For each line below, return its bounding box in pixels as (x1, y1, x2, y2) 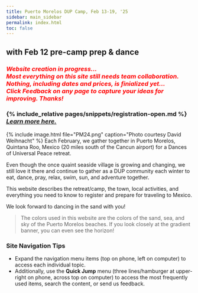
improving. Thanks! (6, 94, 64, 102)
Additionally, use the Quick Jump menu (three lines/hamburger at (14, 268, 175, 275)
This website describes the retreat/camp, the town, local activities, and (6, 185, 179, 192)
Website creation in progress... (6, 64, 98, 73)
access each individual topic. (14, 261, 86, 269)
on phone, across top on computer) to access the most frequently (27, 274, 188, 281)
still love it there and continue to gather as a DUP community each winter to (6, 167, 190, 174)
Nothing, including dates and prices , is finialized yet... (6, 79, 165, 87)
